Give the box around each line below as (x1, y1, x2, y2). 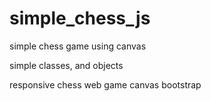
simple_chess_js (9, 7, 151, 30)
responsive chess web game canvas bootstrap (9, 78, 202, 91)
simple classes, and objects (9, 59, 124, 71)
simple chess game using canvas (9, 40, 147, 52)
